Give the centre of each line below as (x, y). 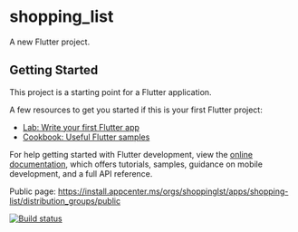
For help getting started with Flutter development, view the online (131, 154)
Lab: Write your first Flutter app (81, 127)
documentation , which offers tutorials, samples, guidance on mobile (136, 164)
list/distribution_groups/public (65, 200)
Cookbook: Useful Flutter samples (86, 137)
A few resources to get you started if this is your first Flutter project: (136, 110)
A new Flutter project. (50, 42)
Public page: (33, 191)
